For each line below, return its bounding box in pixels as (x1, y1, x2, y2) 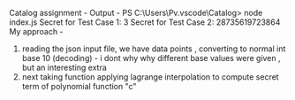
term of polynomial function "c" (21, 81, 137, 91)
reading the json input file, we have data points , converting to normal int (21, 43, 286, 54)
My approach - (9, 27, 64, 36)
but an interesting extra (21, 62, 108, 73)
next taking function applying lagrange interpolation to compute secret (21, 72, 280, 82)
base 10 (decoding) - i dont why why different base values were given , (21, 53, 281, 63)
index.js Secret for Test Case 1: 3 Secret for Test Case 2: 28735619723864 (9, 17, 281, 27)
